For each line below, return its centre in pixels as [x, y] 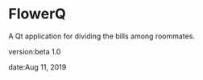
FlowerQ [37, 14]
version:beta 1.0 [35, 51]
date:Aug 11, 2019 [37, 67]
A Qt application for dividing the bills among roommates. [102, 36]
